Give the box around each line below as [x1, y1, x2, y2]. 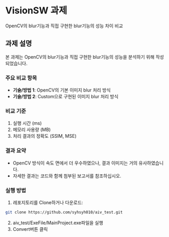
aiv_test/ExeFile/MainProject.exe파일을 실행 [12, 220, 104, 226]
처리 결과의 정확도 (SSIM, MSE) [12, 133, 77, 139]
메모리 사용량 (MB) [12, 126, 51, 133]
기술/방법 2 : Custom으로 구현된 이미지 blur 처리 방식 [12, 94, 119, 100]
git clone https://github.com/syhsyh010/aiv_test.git [5, 209, 123, 215]
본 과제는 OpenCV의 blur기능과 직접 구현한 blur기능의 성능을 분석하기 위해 [5, 53, 155, 60]
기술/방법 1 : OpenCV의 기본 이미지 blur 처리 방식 [12, 87, 111, 93]
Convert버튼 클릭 [12, 226, 48, 232]
